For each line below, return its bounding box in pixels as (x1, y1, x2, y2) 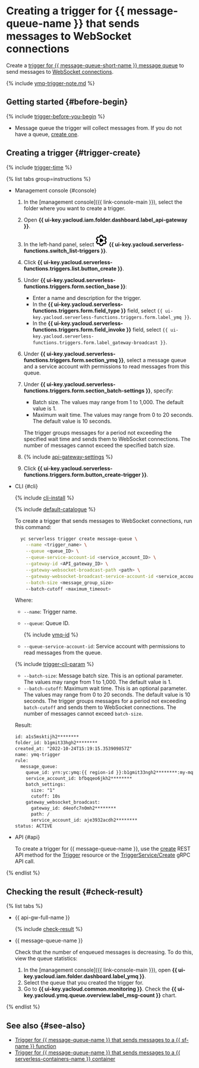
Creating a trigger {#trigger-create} (6, 148, 141, 158)
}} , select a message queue (118, 356, 187, 364)
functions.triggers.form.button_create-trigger (23, 471, 141, 478)
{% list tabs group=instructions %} (6, 175, 91, 182)
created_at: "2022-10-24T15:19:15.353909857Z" (14, 746, 132, 752)
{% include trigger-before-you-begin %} (6, 113, 105, 120)
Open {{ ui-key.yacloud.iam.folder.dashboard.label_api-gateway (23, 216, 188, 223)
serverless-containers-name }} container (14, 1055, 116, 1063)
